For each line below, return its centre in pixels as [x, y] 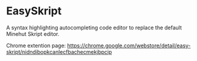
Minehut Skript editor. [33, 33]
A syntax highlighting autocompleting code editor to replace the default [94, 28]
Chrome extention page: [36, 45]
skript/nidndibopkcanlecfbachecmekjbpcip [59, 51]
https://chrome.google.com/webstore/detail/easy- [129, 45]
